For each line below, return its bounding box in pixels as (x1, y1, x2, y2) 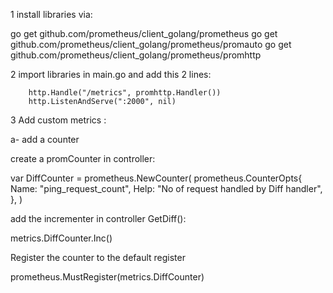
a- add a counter (10, 134, 80, 145)
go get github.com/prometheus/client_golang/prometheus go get (10, 28, 278, 39)
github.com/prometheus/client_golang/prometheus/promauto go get (10, 39, 292, 50)
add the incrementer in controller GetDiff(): (10, 213, 187, 224)
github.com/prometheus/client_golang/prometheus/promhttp (10, 49, 262, 61)
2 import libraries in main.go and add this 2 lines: (10, 69, 212, 80)
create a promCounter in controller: (10, 153, 156, 164)
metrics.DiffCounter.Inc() (10, 232, 113, 244)
